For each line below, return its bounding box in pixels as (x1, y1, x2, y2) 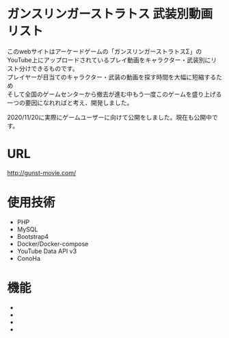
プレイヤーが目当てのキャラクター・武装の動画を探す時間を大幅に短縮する (7, 73, 217, 81)
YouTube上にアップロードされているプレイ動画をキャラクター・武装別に (7, 55, 211, 64)
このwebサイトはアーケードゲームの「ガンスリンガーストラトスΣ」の (7, 47, 202, 55)
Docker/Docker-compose (16, 239, 89, 248)
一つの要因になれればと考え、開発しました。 (7, 99, 133, 107)
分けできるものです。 (18, 64, 79, 73)
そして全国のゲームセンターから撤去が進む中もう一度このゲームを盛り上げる (7, 90, 222, 98)
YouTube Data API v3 (16, 247, 77, 255)
